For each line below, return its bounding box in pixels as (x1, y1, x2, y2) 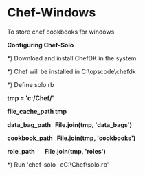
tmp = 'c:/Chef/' (7, 94, 54, 102)
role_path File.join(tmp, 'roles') (7, 147, 107, 155)
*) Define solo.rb (7, 80, 54, 89)
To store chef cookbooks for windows (7, 27, 115, 36)
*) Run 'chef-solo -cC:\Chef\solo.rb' (7, 160, 109, 169)
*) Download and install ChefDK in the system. (7, 54, 139, 62)
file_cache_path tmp (7, 107, 67, 115)
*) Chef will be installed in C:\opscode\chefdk (7, 67, 136, 75)
